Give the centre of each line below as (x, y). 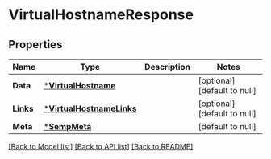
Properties (35, 45)
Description (168, 67)
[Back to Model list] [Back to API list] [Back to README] (101, 147)
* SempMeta (67, 126)
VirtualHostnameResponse (101, 15)
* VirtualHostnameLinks (90, 108)
